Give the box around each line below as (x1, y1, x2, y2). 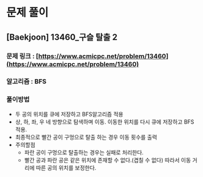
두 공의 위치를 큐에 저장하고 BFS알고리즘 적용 (15, 110, 124, 118)
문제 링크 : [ (6, 51, 39, 60)
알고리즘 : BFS (6, 77, 47, 86)
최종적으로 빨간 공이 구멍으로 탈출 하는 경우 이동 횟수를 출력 (15, 133, 158, 141)
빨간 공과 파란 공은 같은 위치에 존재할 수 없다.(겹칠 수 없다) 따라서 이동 (24, 156, 191, 164)
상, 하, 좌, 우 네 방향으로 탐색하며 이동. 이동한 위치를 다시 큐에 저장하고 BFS (15, 118, 194, 126)
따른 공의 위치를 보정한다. (35, 164, 97, 171)
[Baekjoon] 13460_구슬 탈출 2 (6, 32, 118, 42)
